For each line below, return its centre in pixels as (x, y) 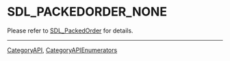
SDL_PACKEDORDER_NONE (87, 12)
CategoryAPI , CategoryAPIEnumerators (62, 50)
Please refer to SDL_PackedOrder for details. (70, 30)
